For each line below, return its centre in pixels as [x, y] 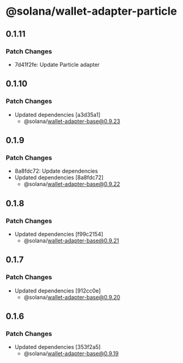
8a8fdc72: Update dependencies [56, 171]
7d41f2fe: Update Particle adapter [57, 64]
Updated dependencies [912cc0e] [58, 290]
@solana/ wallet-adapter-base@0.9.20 [72, 297]
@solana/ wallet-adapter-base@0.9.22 [72, 184]
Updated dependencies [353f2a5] [58, 347]
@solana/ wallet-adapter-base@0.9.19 [71, 354]
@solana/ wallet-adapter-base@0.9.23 [72, 121]
